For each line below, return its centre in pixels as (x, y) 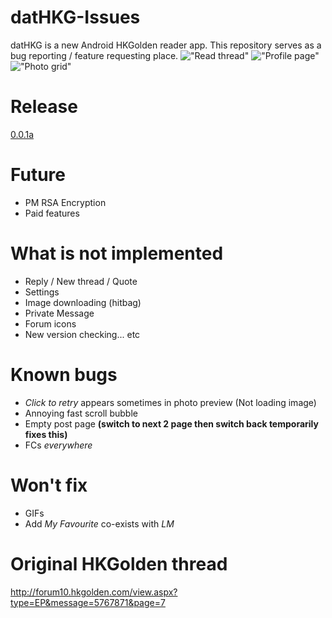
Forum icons (50, 323)
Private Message (59, 313)
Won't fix (49, 485)
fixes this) (46, 434)
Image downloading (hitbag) (83, 302)
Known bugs (64, 374)
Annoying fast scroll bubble (81, 413)
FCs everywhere (58, 445)
